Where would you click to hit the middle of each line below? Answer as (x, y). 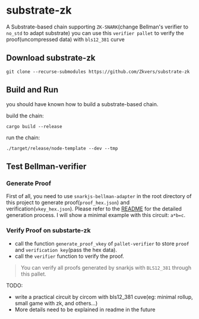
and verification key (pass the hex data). (66, 250)
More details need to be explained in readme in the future (85, 310)
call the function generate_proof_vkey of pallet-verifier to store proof (102, 243)
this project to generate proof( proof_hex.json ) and (68, 203)
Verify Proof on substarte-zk (48, 231)
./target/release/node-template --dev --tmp (62, 148)
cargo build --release (34, 126)
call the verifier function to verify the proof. (70, 256)
